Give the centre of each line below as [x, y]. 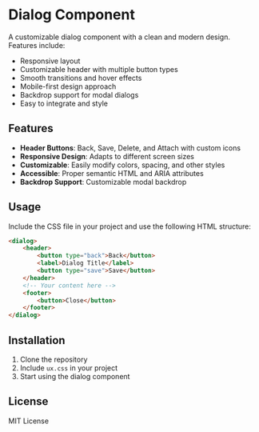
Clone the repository [54, 359]
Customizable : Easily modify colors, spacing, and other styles [122, 165]
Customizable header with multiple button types [99, 69]
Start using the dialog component [75, 376]
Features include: [37, 45]
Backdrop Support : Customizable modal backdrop [103, 182]
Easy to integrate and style [64, 103]
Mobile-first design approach [68, 86]
